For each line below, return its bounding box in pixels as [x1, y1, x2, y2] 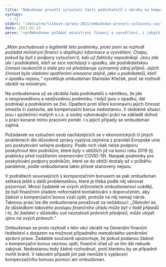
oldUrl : [5, 21, 21, 26]
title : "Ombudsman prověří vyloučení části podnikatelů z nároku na [5, 7, 149, 12]
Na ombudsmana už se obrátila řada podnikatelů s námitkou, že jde [5, 90, 142, 96]
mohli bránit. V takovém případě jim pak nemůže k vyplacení [5, 251, 128, 257]
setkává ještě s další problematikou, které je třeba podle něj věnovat [5, 178, 144, 184]
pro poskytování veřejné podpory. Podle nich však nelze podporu [5, 142, 138, 148]
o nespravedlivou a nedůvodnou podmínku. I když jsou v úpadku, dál [5, 96, 145, 102]
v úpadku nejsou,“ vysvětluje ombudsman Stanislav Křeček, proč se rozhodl [5, 75, 161, 81]
